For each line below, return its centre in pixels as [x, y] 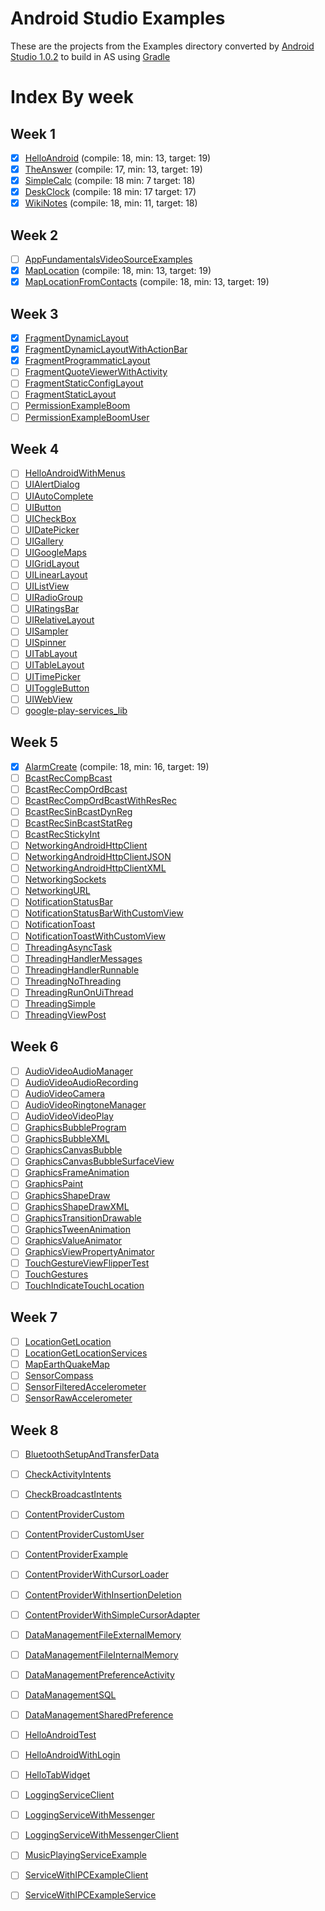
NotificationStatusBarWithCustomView [104, 913]
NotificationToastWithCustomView [95, 936]
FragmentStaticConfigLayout [84, 383]
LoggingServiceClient [69, 1795]
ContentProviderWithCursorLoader [96, 1574]
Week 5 [34, 742]
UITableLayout [54, 665]
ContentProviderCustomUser [84, 1534]
